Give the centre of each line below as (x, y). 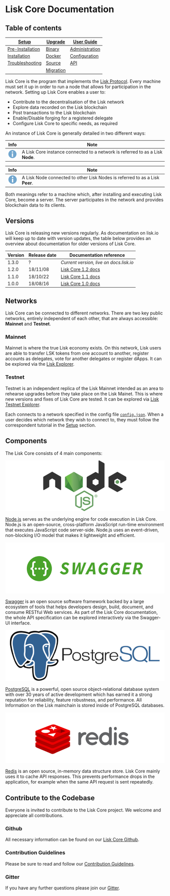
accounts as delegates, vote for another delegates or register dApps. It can (83, 359)
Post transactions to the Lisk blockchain (54, 113)
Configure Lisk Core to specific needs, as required (65, 123)
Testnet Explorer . (23, 404)
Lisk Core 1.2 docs (80, 269)
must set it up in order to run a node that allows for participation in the (78, 87)
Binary (53, 49)
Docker (53, 56)
